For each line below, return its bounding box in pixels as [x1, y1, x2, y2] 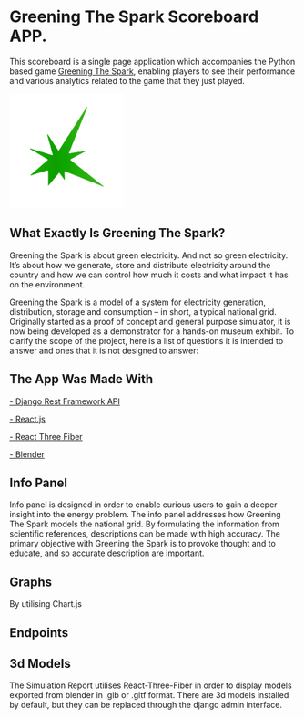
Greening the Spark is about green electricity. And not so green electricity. [9, 249, 289, 261]
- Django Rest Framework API [9, 395, 121, 407]
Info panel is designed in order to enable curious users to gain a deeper [9, 499, 278, 510]
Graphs [9, 574, 53, 589]
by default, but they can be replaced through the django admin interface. [9, 700, 282, 711]
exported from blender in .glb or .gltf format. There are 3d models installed [9, 690, 289, 701]
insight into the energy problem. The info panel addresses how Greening [9, 509, 281, 520]
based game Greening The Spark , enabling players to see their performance [9, 66, 296, 77]
